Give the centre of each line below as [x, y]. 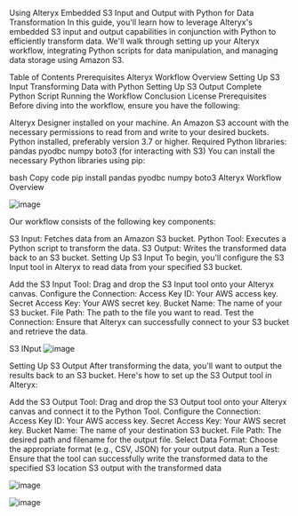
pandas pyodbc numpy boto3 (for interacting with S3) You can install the [142, 151]
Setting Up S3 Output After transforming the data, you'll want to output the [146, 366]
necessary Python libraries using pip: [77, 160]
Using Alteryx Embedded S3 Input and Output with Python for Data [132, 13]
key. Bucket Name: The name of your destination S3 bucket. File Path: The [145, 430]
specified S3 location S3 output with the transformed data [116, 468]
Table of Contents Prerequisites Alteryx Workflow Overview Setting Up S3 [145, 77]
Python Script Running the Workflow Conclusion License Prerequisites [138, 96]
